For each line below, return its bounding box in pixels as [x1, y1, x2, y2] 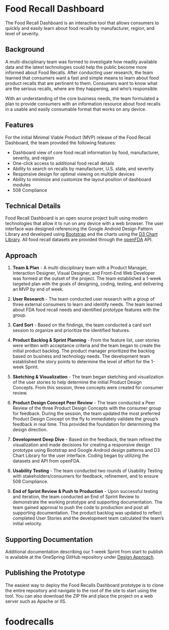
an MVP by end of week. [12, 286, 64, 292]
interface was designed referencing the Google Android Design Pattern [5, 226, 153, 232]
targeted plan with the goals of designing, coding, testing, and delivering [12, 281, 164, 287]
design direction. [12, 427, 48, 433]
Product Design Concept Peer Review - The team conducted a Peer [12, 400, 155, 406]
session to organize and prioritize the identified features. [12, 327, 130, 333]
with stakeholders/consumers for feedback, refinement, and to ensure [12, 473, 159, 479]
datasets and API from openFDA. [12, 458, 81, 464]
